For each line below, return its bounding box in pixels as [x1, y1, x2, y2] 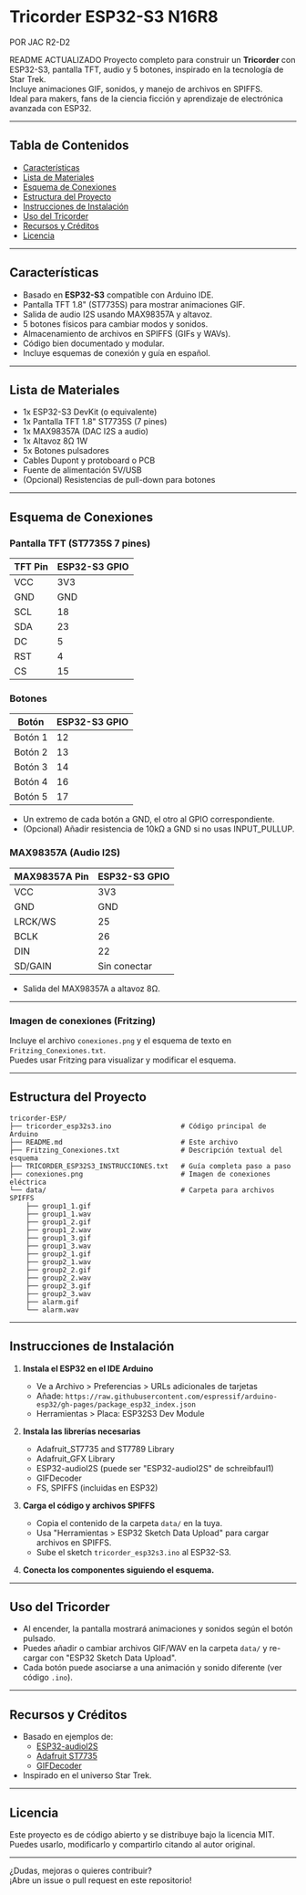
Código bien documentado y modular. [22, 338, 165, 349]
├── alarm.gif [25, 1297, 79, 1306]
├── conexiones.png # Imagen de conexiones [9, 1169, 271, 1178]
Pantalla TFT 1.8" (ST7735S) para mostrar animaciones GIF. [22, 298, 246, 309]
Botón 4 [14, 776, 48, 789]
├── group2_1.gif [25, 1249, 92, 1259]
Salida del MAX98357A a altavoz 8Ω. [22, 983, 161, 994]
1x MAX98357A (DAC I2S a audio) [22, 426, 148, 437]
